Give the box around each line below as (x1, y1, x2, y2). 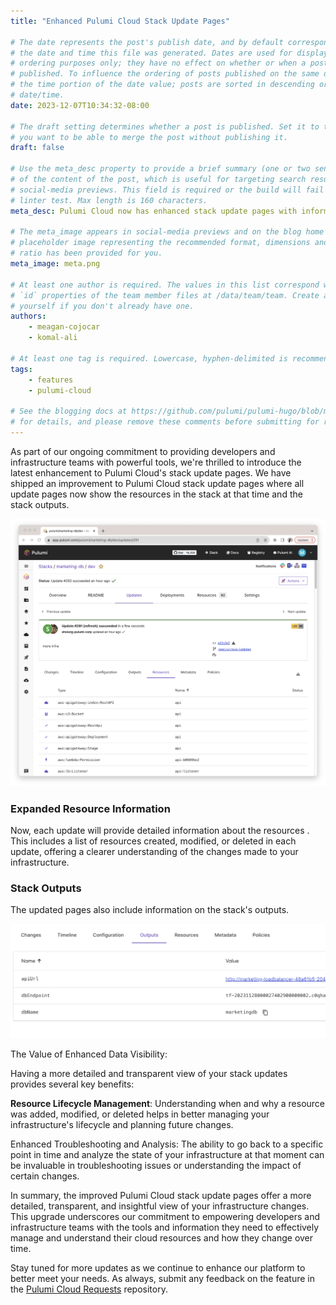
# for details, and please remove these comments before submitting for (10, 417, 320, 427)
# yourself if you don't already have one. (10, 301, 195, 311)
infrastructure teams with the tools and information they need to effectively (10, 1221, 320, 1233)
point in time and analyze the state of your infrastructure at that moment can (10, 1148, 325, 1160)
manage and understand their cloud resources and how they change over (10, 1231, 314, 1244)
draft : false (10, 143, 65, 153)
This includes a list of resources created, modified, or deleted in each (10, 835, 297, 847)
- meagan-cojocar (28, 322, 101, 332)
